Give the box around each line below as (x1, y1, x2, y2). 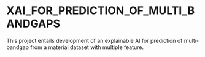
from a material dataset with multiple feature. (30, 44, 144, 51)
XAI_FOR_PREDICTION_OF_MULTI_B (6, 4, 195, 18)
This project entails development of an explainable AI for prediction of (6, 37, 183, 44)
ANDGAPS (6, 17, 60, 31)
